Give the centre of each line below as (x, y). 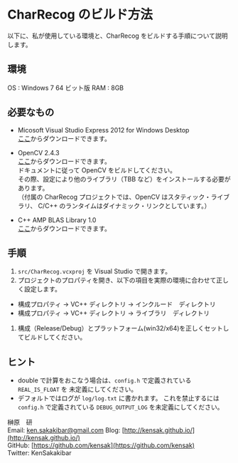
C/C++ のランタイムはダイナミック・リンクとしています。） (124, 206)
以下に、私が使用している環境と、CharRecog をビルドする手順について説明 (118, 36)
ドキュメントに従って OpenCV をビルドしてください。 (97, 170)
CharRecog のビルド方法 (80, 15)
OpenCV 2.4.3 (38, 152)
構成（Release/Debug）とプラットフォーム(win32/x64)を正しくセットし (123, 328)
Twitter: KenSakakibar (40, 453)
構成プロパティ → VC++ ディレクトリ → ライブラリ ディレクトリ (114, 313)
